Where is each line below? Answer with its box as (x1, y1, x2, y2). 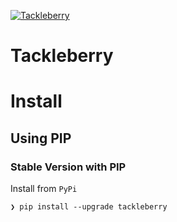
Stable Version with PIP (10, 160, 127, 174)
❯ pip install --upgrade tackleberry (10, 202, 168, 212)
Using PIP (10, 130, 72, 147)
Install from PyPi (10, 183, 78, 195)
